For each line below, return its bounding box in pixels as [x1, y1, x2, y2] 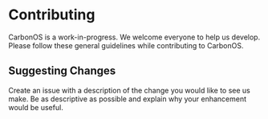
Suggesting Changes [8, 64, 116, 78]
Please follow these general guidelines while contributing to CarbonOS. [8, 40, 244, 50]
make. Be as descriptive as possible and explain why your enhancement [8, 94, 247, 104]
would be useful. [8, 102, 64, 112]
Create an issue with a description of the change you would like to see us [8, 85, 250, 95]
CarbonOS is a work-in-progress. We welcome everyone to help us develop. [8, 32, 261, 42]
